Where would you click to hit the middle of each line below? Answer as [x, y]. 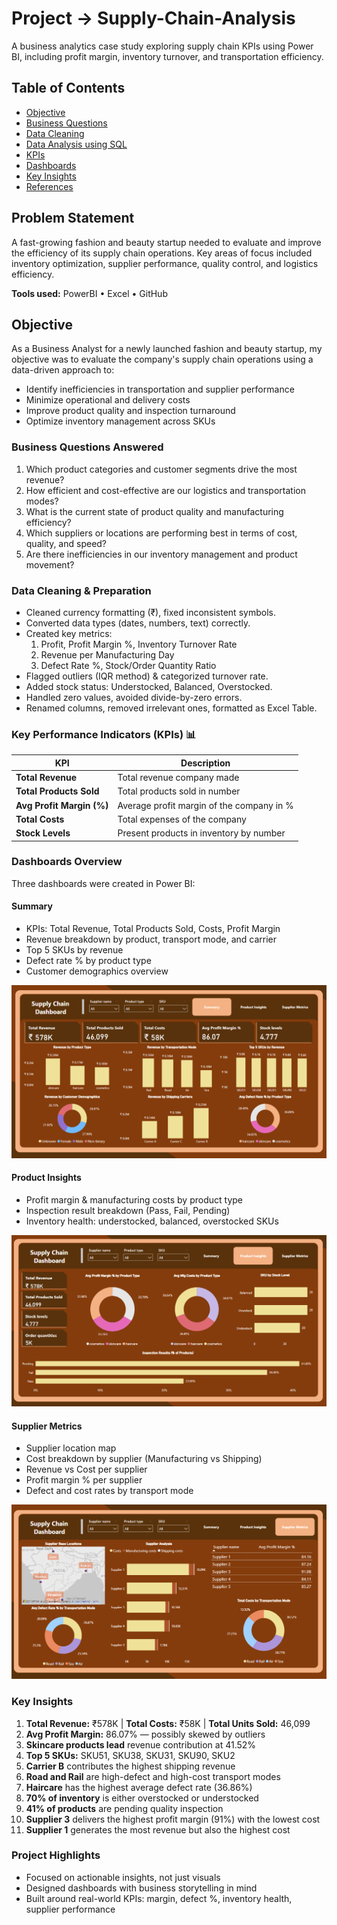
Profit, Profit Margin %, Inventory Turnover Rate [139, 644]
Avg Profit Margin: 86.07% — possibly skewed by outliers [145, 1734]
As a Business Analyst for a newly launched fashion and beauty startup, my [167, 349]
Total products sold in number [179, 791]
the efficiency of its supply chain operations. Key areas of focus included [162, 253]
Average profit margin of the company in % [205, 805]
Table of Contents [68, 88]
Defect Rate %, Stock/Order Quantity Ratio [128, 665]
